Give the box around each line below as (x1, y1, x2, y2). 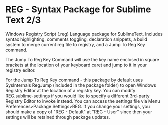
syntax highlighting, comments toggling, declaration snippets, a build (5, 36, 148, 42)
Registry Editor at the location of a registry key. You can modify (5, 87, 136, 93)
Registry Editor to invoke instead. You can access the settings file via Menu (5, 98, 160, 104)
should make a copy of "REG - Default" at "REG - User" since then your (5, 109, 153, 115)
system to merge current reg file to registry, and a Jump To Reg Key (5, 41, 145, 47)
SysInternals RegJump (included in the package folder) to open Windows (5, 82, 156, 88)
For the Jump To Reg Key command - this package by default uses (5, 77, 143, 83)
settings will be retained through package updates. (5, 114, 110, 120)
